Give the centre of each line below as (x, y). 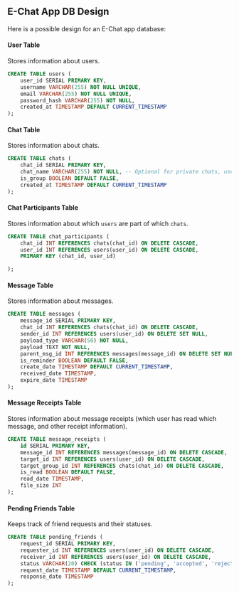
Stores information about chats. (53, 146)
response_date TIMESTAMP (57, 577)
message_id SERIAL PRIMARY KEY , (68, 321)
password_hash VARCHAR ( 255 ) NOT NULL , (78, 100)
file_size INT (41, 486)
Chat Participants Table (43, 208)
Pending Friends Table (41, 508)
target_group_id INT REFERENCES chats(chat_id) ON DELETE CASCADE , (122, 466)
